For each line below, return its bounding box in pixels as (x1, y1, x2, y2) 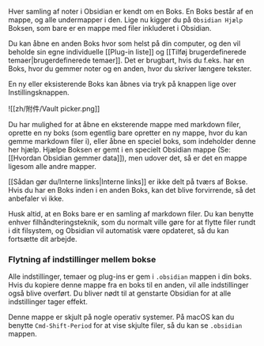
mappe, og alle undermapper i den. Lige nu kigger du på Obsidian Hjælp (8, 15, 243, 24)
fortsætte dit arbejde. (8, 235, 77, 243)
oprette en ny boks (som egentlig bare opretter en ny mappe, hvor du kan (8, 128, 247, 137)
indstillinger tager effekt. (8, 297, 89, 307)
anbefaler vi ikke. (8, 194, 65, 203)
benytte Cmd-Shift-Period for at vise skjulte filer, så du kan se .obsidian (8, 321, 243, 330)
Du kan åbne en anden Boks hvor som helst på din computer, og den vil (8, 39, 241, 48)
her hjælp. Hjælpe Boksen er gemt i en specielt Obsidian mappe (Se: (8, 145, 231, 154)
